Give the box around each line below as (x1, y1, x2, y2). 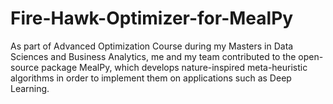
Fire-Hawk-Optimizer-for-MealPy (10, 7, 294, 30)
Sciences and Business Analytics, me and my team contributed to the (10, 50, 297, 62)
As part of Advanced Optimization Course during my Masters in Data (10, 40, 294, 52)
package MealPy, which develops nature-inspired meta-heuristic (41, 61, 308, 73)
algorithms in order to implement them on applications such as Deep (10, 72, 292, 84)
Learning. (10, 82, 50, 94)
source (10, 61, 40, 73)
